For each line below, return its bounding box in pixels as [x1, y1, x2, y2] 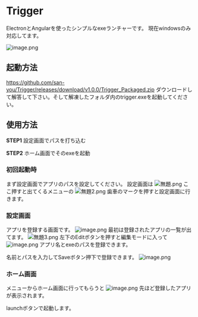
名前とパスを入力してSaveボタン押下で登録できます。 [6, 254, 138, 261]
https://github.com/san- [6, 79, 65, 86]
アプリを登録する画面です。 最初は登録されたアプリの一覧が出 [6, 226, 192, 233]
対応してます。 [6, 32, 42, 39]
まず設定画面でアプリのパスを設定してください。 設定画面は [6, 180, 153, 187]
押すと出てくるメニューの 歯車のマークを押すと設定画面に [11, 187, 186, 194]
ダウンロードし [155, 86, 193, 93]
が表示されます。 [6, 292, 48, 299]
